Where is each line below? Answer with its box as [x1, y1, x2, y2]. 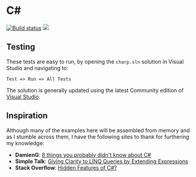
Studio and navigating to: [6, 64, 69, 71]
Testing [6, 42, 36, 52]
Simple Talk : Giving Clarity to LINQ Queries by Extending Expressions [14, 158, 189, 165]
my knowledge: [6, 140, 45, 147]
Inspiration [6, 111, 48, 121]
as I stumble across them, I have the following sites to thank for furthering [6, 133, 189, 140]
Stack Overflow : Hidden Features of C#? [14, 164, 118, 171]
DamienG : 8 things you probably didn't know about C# [14, 151, 151, 158]
